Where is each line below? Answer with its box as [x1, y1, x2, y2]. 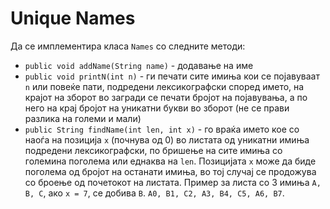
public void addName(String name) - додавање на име [24, 59, 254, 71]
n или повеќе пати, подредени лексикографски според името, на [24, 80, 305, 92]
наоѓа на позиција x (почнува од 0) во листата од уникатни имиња [24, 133, 310, 146]
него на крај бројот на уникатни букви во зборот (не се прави [24, 102, 290, 114]
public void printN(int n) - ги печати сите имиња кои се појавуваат [24, 70, 320, 82]
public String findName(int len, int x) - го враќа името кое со [24, 123, 300, 135]
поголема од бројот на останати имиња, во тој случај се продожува [24, 165, 317, 177]
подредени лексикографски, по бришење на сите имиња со [24, 144, 283, 156]
